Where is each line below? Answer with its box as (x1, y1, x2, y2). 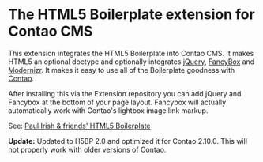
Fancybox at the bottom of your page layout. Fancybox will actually (8, 97, 227, 107)
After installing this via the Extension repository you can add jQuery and (8, 89, 242, 98)
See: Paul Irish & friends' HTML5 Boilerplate (8, 121, 151, 130)
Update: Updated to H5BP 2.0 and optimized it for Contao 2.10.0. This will (8, 136, 247, 145)
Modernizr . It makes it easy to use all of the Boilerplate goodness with (8, 65, 235, 74)
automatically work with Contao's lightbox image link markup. (8, 105, 209, 115)
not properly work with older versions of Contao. (8, 145, 167, 154)
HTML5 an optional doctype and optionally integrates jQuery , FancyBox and (8, 57, 255, 66)
